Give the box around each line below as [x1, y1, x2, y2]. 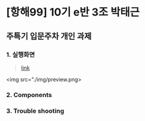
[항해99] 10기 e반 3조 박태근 [6, 5, 140, 19]
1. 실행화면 [6, 50, 35, 58]
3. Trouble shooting [6, 107, 65, 115]
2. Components [6, 91, 52, 99]
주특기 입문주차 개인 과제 [6, 31, 92, 41]
